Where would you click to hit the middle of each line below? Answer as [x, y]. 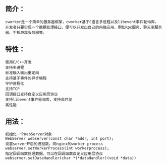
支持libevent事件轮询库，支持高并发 [39, 100]
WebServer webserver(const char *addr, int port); [60, 139]
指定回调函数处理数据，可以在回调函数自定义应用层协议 [54, 154]
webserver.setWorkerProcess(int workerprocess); [57, 148]
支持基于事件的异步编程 [26, 78]
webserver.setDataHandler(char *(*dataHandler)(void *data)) [71, 158]
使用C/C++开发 [18, 62]
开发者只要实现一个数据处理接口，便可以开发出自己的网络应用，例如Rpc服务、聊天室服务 [84, 27]
